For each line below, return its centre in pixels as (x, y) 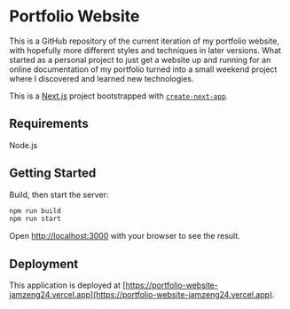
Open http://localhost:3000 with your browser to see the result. (125, 236)
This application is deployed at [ (67, 285)
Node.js (24, 145)
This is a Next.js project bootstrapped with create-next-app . (119, 96)
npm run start (35, 219)
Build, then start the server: (59, 194)
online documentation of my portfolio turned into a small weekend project (143, 69)
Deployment (44, 264)
